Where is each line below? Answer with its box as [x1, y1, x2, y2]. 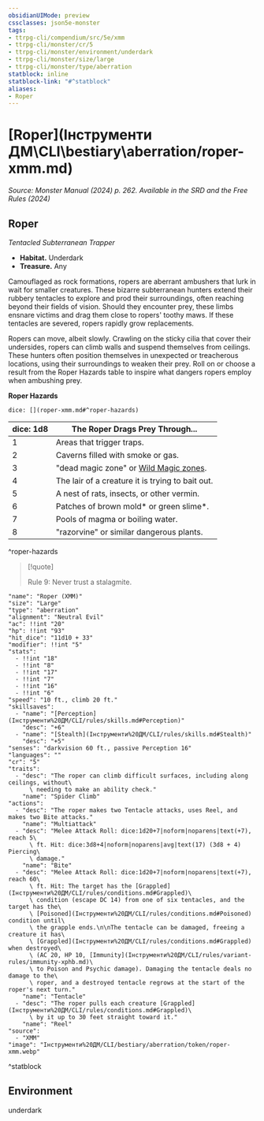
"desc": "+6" [22, 724, 65, 732]
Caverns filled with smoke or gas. [55, 450, 180, 460]
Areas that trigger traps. [55, 437, 144, 448]
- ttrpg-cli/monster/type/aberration [8, 63, 132, 71]
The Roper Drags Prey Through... [71, 423, 198, 434]
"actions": [8, 799, 44, 807]
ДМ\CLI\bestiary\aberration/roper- [8, 143, 244, 161]
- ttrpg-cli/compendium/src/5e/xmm [8, 33, 125, 42]
